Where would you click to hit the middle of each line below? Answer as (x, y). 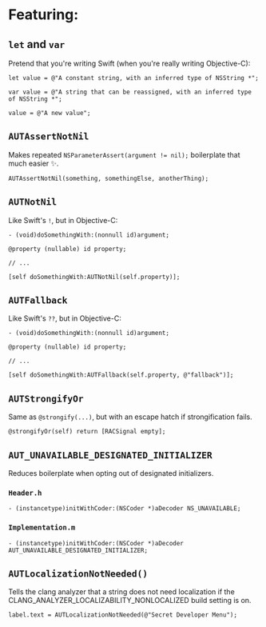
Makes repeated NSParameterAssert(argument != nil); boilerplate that (124, 154)
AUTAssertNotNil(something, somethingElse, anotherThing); (109, 178)
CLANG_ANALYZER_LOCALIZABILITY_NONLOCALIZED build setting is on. (130, 601)
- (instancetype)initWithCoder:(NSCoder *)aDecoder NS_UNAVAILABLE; (125, 509)
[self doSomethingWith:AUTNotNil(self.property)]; (94, 277)
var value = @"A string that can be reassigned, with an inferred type (130, 92)
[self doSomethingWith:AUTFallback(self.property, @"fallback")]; (121, 375)
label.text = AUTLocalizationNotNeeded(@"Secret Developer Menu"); (123, 615)
